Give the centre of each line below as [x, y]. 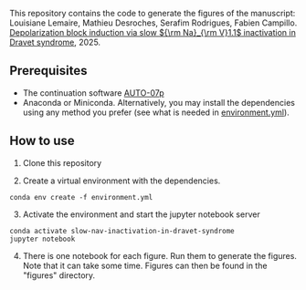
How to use [42, 141]
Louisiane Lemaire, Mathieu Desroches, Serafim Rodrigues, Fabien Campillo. [153, 23]
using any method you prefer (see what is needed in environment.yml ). [156, 112]
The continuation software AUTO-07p [93, 93]
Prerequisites [48, 71]
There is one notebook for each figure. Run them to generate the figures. [159, 255]
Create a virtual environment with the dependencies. [121, 181]
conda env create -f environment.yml [81, 197]
